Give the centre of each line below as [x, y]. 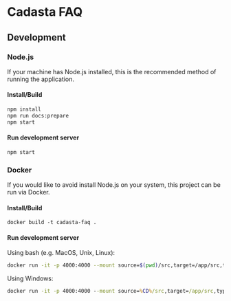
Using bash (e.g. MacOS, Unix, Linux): [61, 253]
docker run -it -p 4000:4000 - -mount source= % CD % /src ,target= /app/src [110, 291]
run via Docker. [29, 192]
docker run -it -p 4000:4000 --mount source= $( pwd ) [82, 265]
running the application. [41, 79]
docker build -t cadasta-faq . [52, 223]
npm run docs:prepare [38, 115]
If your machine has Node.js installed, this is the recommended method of [112, 71]
